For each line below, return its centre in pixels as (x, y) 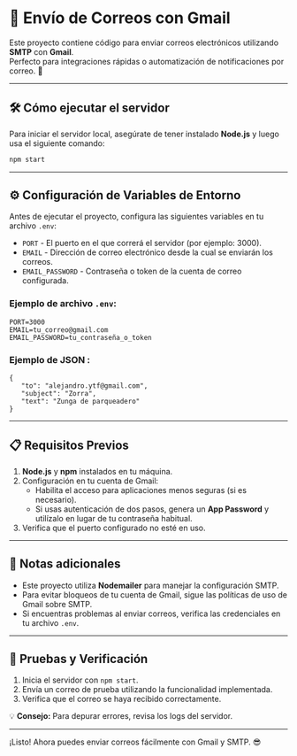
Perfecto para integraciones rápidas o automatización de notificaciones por (147, 61)
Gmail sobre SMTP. (57, 604)
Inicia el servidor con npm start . (80, 680)
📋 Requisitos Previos (69, 446)
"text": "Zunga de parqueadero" (80, 402)
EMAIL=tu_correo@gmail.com (59, 330)
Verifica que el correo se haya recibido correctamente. (122, 699)
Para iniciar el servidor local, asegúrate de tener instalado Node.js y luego (145, 134)
